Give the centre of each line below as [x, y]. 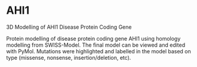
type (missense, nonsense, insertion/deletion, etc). [69, 57]
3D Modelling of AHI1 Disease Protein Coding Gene [69, 27]
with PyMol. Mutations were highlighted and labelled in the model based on [98, 51]
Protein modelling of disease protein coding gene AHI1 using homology [93, 38]
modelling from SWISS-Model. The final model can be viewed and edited [96, 45]
